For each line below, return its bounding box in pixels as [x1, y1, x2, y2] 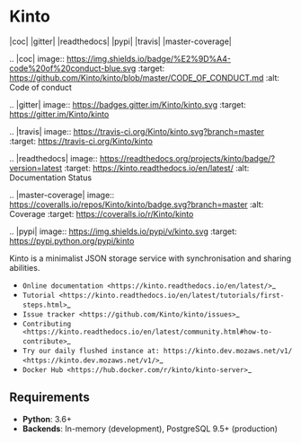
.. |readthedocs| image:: [9, 152, 98, 163]
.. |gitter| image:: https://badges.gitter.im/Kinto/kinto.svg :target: [9, 99, 247, 109]
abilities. [9, 262, 40, 273]
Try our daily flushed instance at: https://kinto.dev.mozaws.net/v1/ [22, 346, 293, 355]
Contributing [22, 319, 72, 328]
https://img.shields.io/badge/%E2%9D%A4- [66, 53, 232, 64]
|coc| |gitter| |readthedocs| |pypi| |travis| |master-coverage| [9, 36, 232, 47]
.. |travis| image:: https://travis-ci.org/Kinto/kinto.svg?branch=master [9, 126, 265, 136]
